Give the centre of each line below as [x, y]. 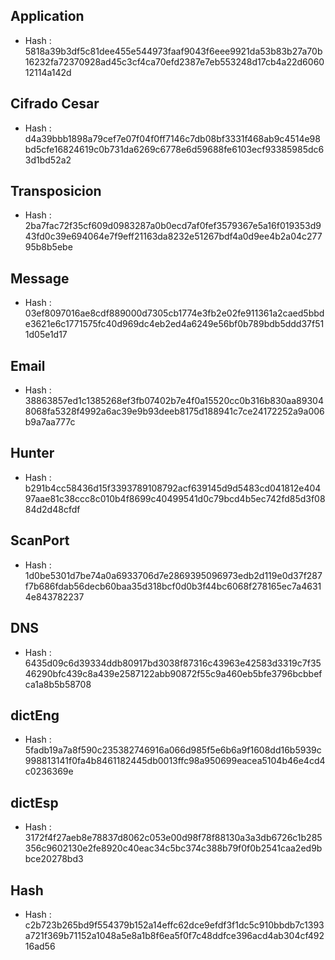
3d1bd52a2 [48, 160]
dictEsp [34, 802]
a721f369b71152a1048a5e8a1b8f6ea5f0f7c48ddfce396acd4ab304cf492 [174, 935]
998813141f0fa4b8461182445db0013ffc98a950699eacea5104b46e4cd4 [175, 761]
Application [47, 16]
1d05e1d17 [46, 335]
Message [40, 278]
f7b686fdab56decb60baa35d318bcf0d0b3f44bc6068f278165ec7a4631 [173, 586]
